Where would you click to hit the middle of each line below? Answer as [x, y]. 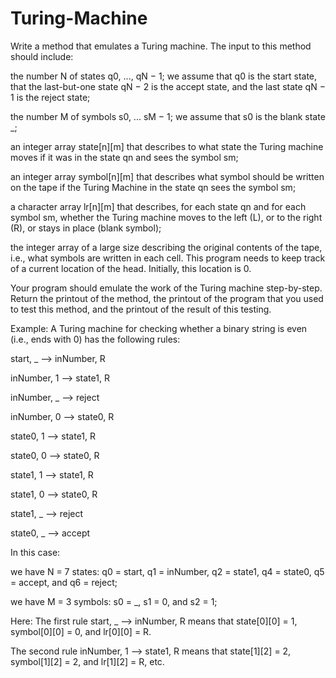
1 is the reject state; [50, 97]
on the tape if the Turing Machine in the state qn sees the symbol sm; [153, 187]
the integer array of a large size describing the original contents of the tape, [166, 247]
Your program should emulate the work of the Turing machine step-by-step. [166, 288]
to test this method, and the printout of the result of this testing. [141, 309]
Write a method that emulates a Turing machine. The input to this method [161, 46]
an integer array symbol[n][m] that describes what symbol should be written [167, 176]
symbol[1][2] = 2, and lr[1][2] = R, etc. [87, 661]
